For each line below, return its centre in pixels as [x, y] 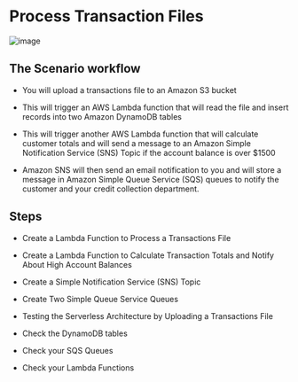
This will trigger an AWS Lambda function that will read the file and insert [155, 107]
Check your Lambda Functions [78, 367]
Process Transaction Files [106, 16]
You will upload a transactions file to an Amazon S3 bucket [129, 90]
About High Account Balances [77, 264]
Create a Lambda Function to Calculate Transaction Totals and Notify [148, 255]
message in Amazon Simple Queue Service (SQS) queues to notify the [150, 179]
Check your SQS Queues [67, 350]
